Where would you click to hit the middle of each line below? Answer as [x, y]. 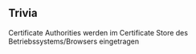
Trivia [23, 13]
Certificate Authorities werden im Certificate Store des [98, 32]
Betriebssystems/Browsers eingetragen [74, 41]
